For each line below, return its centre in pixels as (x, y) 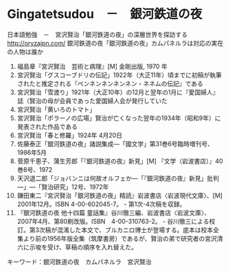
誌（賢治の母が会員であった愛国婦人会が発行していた (92, 101)
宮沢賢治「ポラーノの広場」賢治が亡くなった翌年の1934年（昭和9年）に (119, 118)
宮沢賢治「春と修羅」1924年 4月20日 (69, 135)
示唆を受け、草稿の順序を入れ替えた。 (83, 247)
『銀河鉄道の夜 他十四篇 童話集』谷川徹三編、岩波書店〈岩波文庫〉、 (114, 212)
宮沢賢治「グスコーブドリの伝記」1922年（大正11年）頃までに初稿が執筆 (119, 75)
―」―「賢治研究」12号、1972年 (63, 187)
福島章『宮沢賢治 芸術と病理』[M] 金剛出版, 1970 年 (92, 66)
